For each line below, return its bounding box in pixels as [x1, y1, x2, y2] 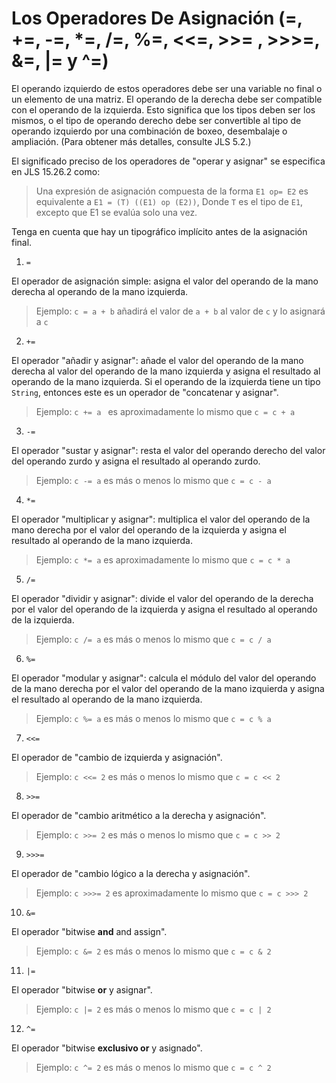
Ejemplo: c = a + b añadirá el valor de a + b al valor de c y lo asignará [35, 305, 326, 317]
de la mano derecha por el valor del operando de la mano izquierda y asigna [11, 682, 325, 694]
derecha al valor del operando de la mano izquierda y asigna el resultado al [11, 365, 321, 377]
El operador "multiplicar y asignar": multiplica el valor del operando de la [11, 513, 311, 525]
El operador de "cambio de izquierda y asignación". [11, 751, 223, 763]
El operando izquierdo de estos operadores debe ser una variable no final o [11, 82, 323, 94]
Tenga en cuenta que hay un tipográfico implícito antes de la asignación [11, 225, 308, 237]
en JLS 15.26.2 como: [11, 165, 101, 177]
